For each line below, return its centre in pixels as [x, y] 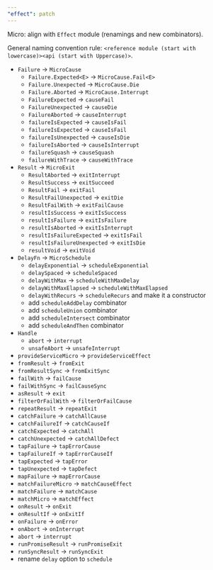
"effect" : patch [31, 14]
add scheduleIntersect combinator [79, 318]
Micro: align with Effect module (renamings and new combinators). [105, 34]
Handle [27, 333]
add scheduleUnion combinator [73, 310]
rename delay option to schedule [65, 559]
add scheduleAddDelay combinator [77, 303]
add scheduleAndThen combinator [76, 325]
